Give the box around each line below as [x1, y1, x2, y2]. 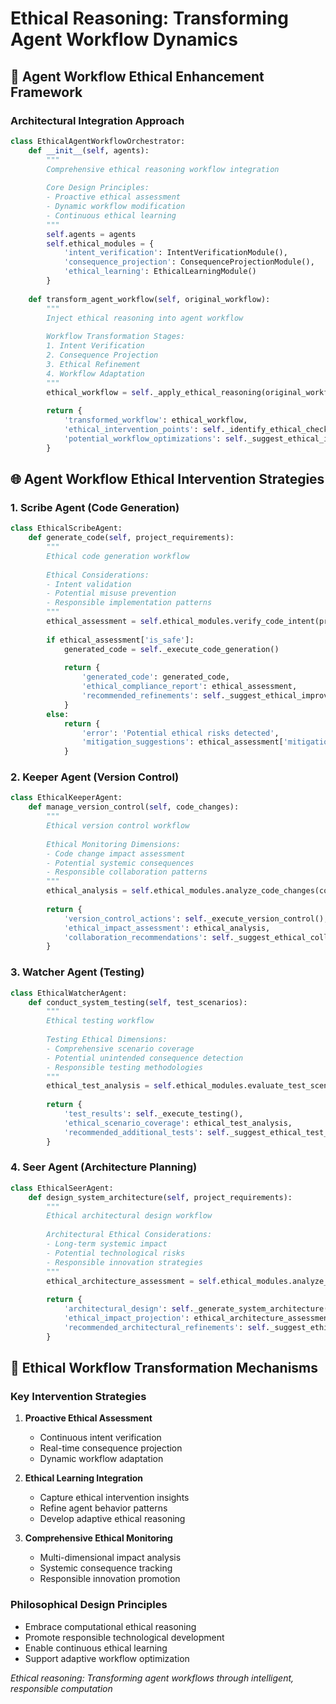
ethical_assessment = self [46, 617, 159, 627]
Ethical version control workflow [46, 821, 190, 831]
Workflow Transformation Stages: [46, 332, 186, 342]
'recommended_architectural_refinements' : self [63, 1322, 267, 1332]
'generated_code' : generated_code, [81, 672, 230, 682]
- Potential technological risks [46, 1248, 186, 1258]
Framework [10, 83, 83, 101]
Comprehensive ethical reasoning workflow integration [46, 164, 280, 174]
